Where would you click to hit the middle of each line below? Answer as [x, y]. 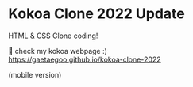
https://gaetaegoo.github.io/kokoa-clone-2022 [85, 59]
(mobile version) [35, 74]
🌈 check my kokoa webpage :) [58, 51]
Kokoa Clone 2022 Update [96, 14]
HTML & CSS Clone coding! [53, 36]
